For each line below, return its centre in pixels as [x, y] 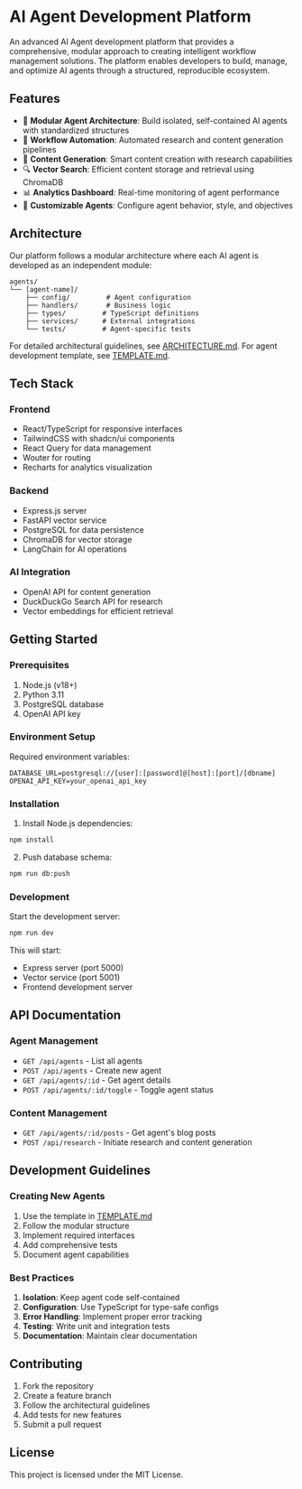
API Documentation [65, 1015]
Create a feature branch [67, 1395]
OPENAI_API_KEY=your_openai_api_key [78, 781]
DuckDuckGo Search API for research [92, 601]
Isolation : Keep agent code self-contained [101, 1298]
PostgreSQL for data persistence [83, 529]
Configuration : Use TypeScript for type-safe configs [120, 1308]
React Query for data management [87, 448]
